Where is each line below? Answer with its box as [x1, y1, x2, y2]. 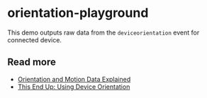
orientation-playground [7, 5, 149, 21]
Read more [7, 56, 57, 68]
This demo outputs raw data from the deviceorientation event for [7, 28, 200, 37]
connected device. [7, 35, 62, 44]
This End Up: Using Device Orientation [17, 82, 130, 91]
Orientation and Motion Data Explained [17, 75, 131, 83]
